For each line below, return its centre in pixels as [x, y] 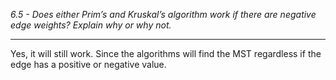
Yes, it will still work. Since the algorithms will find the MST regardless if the [166, 53]
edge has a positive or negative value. [88, 64]
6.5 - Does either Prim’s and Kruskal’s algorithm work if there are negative [163, 14]
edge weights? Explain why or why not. [91, 25]
